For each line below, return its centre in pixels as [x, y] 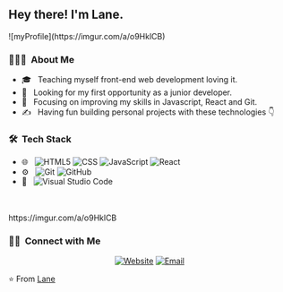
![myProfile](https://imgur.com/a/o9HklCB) [87, 36]
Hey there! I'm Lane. [66, 15]
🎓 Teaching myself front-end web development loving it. [129, 80]
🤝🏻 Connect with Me [55, 241]
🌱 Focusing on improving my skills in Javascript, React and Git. [139, 102]
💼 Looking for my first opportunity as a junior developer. [127, 92]
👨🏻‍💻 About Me [42, 59]
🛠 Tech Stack [40, 140]
